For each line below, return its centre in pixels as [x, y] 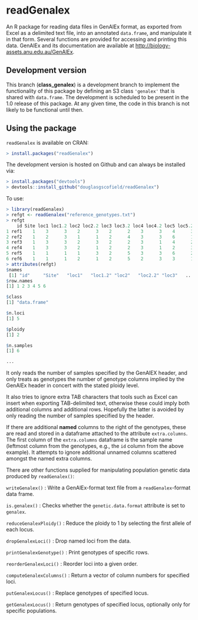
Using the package [41, 129]
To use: [15, 199]
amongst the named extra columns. [49, 459]
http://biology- [153, 46]
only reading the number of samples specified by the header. [80, 416]
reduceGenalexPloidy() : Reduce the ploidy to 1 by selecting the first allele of [99, 523]
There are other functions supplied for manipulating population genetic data [98, 470]
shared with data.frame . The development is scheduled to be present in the [98, 97]
